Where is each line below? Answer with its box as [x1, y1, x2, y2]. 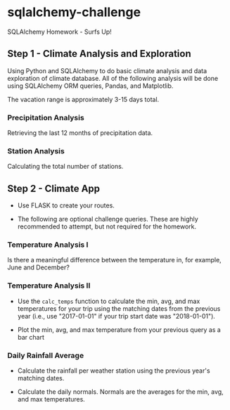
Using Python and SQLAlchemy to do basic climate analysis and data [7, 66, 207, 75]
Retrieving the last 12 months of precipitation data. [7, 129, 153, 137]
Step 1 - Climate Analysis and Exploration [7, 48, 191, 60]
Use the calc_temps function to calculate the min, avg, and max [17, 297, 200, 305]
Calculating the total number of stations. [7, 162, 124, 171]
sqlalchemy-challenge [7, 4, 141, 20]
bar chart [17, 333, 44, 341]
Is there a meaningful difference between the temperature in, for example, [7, 256, 222, 264]
